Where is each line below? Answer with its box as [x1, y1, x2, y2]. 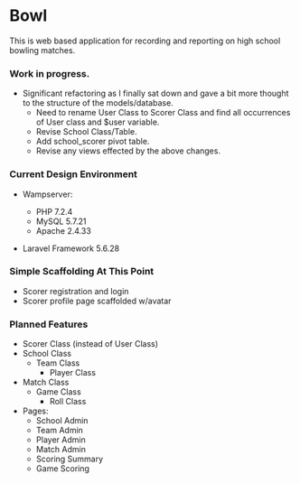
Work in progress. [9, 67, 90, 79]
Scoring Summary [35, 453, 104, 465]
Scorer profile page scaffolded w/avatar [22, 295, 172, 306]
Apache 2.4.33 [35, 225, 92, 236]
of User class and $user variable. [35, 116, 160, 127]
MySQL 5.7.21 [35, 216, 87, 227]
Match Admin [35, 444, 86, 455]
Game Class [35, 386, 81, 397]
